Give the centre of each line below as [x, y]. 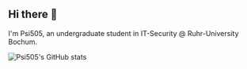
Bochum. [23, 42]
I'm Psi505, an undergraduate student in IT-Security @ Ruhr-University [123, 33]
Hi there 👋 [33, 15]
